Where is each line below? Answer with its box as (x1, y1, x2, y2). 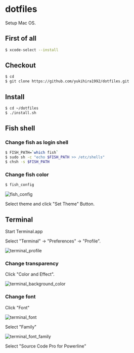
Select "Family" (5, 324, 37, 330)
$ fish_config (5, 182, 35, 187)
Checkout (5, 61, 36, 70)
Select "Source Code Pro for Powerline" (5, 343, 87, 349)
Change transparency (5, 260, 59, 267)
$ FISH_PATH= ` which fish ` (5, 150, 58, 155)
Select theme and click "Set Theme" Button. (5, 201, 95, 207)
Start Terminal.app (5, 229, 43, 235)
